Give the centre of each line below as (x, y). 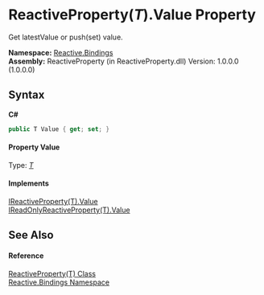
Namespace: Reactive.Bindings (61, 52)
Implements (29, 183)
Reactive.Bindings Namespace (59, 282)
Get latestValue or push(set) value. (66, 37)
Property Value (34, 147)
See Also (31, 235)
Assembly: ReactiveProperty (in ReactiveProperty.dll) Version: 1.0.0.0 (124, 61)
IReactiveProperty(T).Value (53, 202)
